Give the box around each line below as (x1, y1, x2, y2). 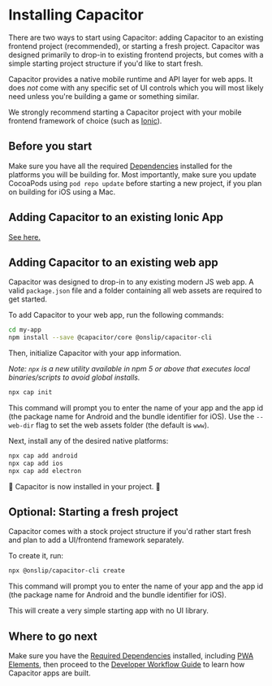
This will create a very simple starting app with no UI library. (8, 606, 209, 615)
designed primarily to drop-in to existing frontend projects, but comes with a (8, 50, 264, 59)
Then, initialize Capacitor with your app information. (8, 348, 182, 358)
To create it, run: (8, 551, 63, 561)
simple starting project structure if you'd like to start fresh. (8, 59, 204, 68)
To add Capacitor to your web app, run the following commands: (8, 310, 224, 320)
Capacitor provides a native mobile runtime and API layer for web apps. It (8, 74, 253, 84)
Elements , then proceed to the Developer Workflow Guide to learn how (8, 660, 245, 670)
